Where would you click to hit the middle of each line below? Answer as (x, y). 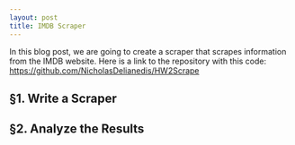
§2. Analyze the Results (77, 129)
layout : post (34, 17)
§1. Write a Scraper (63, 98)
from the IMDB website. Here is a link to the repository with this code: (138, 61)
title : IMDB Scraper (48, 26)
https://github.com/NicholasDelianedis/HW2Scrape (104, 70)
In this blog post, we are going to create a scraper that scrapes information (148, 51)
